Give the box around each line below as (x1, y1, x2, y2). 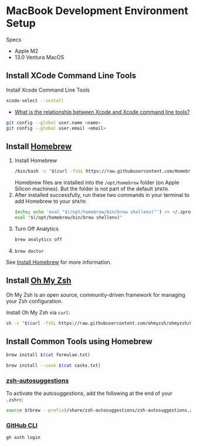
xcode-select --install (6, 98, 64, 103)
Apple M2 (14, 47, 39, 54)
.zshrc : (6, 396, 23, 403)
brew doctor (14, 248, 44, 254)
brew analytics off (14, 236, 63, 242)
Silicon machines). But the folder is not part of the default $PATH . (14, 185, 169, 192)
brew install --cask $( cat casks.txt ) (6, 363, 101, 368)
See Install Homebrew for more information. (6, 259, 112, 266)
